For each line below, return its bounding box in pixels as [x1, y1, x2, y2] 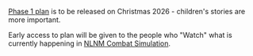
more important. [8, 15, 61, 24]
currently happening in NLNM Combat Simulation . [8, 39, 171, 48]
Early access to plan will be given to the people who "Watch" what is [8, 31, 232, 39]
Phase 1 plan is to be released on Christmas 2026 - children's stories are [8, 7, 246, 16]
